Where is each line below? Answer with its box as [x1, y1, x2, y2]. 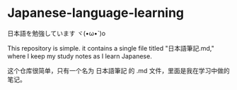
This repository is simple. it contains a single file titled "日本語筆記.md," [7, 44, 214, 52]
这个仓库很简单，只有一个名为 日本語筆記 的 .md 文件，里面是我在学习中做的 [7, 66, 230, 75]
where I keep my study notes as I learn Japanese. [7, 51, 152, 60]
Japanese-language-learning [7, 5, 185, 21]
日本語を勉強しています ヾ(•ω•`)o [7, 29, 106, 37]
